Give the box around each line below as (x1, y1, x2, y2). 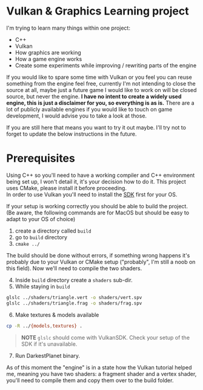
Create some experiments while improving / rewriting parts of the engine (15, 62, 197, 69)
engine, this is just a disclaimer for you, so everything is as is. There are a (6, 99, 195, 107)
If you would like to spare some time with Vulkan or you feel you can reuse (6, 73, 192, 81)
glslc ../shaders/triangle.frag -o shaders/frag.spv (6, 300, 142, 306)
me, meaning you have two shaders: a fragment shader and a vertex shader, (6, 370, 197, 377)
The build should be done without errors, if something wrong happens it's (6, 251, 190, 259)
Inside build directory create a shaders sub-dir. (15, 276, 133, 283)
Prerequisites (6, 151, 76, 165)
